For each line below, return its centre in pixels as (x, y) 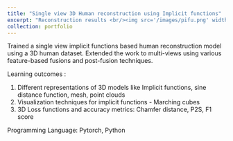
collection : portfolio (40, 26)
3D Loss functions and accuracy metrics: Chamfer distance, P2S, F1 (114, 110)
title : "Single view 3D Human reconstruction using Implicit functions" (114, 13)
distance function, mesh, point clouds (71, 95)
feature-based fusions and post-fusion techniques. (80, 61)
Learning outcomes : (37, 74)
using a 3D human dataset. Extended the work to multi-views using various (114, 53)
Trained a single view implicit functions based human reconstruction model (114, 46)
